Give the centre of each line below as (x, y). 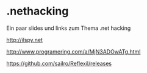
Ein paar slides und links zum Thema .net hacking (69, 28)
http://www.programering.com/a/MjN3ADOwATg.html (73, 51)
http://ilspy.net (24, 40)
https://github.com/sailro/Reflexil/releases (59, 63)
